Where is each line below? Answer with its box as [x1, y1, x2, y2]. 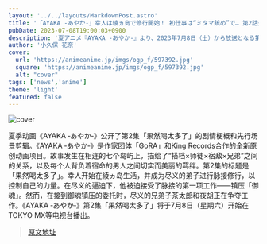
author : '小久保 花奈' [8, 41, 78, 49]
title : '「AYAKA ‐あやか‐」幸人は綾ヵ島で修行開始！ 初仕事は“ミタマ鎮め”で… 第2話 [8, 19, 258, 27]
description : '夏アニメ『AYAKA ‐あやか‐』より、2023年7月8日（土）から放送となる [8, 33, 256, 42]
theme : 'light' [8, 85, 59, 94]
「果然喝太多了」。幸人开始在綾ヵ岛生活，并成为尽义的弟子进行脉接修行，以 [8, 171, 256, 180]
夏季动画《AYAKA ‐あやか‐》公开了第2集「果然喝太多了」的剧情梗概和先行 [8, 131, 252, 141]
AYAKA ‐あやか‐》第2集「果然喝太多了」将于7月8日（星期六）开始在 [25, 200, 249, 211]
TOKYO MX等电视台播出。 [8, 211, 95, 220]
